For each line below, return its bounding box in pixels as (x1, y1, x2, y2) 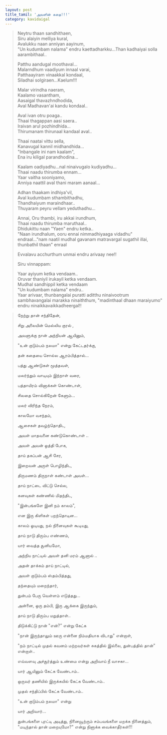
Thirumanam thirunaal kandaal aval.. (17, 129, 92, 135)
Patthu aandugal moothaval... (17, 61, 78, 68)
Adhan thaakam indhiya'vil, (17, 190, 73, 196)
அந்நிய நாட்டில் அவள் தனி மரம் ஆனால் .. (17, 552, 97, 558)
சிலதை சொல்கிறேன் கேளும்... (17, 392, 76, 398)
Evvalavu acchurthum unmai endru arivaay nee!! (17, 251, 117, 258)
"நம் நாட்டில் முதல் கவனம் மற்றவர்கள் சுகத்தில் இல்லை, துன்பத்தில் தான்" (17, 642, 156, 648)
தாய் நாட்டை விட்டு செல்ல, (17, 482, 68, 488)
